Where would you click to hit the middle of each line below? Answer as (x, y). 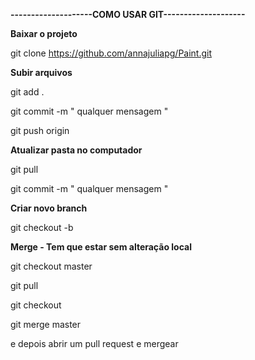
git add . (27, 92)
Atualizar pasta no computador (76, 150)
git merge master (46, 324)
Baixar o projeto (44, 33)
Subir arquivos (41, 72)
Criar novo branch (49, 208)
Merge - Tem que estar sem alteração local (101, 247)
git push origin (40, 130)
